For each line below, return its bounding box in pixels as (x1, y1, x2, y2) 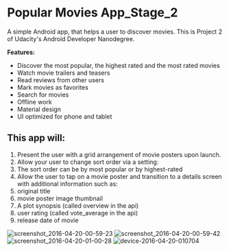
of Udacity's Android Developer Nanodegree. (7, 34, 135, 43)
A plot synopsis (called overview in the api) (16, 201, 139, 210)
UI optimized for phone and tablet (16, 112, 112, 121)
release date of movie (16, 216, 79, 224)
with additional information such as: (16, 180, 118, 188)
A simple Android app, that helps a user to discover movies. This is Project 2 (7, 27, 223, 36)
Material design (16, 105, 62, 113)
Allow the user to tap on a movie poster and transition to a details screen (16, 172, 222, 180)
